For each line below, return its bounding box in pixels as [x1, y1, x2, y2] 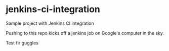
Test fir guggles [6, 39, 38, 46]
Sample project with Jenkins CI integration [6, 20, 94, 26]
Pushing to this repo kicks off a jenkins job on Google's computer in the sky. [6, 30, 164, 36]
